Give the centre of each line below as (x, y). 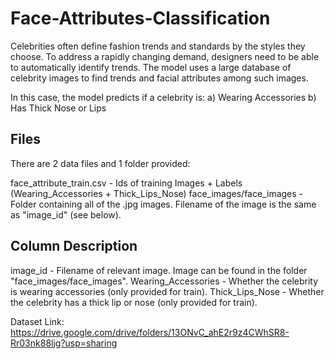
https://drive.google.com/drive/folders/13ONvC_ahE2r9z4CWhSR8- (150, 332)
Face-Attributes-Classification (140, 18)
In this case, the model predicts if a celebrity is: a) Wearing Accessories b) (163, 97)
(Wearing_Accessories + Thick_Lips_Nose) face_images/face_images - (157, 193)
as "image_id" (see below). (66, 214)
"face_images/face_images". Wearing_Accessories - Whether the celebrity (164, 281)
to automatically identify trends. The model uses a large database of (151, 67)
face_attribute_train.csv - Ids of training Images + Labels (126, 183)
